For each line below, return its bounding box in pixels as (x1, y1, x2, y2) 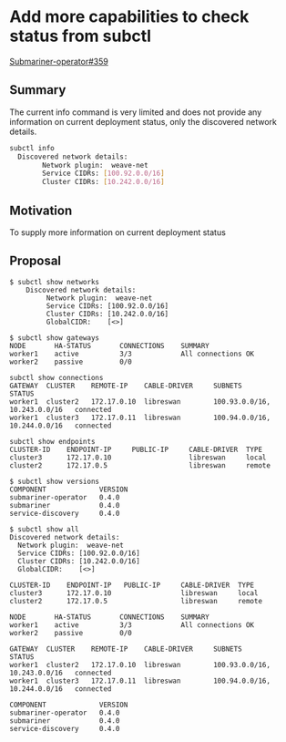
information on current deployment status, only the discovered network (9, 116, 278, 127)
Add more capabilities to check (9, 6, 250, 27)
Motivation (9, 202, 73, 218)
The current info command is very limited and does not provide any (9, 107, 262, 118)
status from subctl (9, 26, 152, 46)
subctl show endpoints (9, 437, 96, 446)
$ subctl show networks (9, 277, 100, 286)
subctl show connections (9, 373, 104, 382)
